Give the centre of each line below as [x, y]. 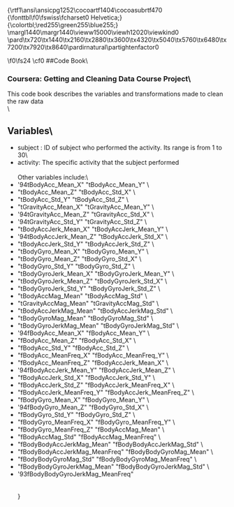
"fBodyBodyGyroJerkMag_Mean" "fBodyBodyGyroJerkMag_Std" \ [113, 466]
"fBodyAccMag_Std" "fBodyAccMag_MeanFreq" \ [89, 437]
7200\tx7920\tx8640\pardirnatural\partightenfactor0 [83, 47]
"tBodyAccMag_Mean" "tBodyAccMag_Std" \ [82, 296]
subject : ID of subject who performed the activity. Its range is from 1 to [119, 148]
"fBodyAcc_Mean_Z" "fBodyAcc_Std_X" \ [76, 341]
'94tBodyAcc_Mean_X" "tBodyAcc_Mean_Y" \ [83, 185]
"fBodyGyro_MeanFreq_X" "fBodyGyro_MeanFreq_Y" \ [96, 422]
